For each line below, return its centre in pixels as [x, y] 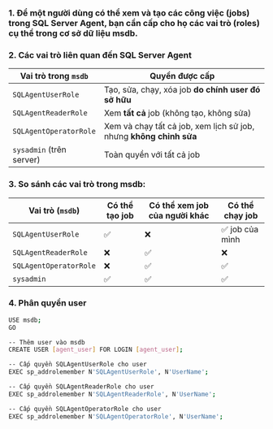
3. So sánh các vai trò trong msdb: [77, 184]
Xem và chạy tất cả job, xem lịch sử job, [180, 127]
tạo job [120, 215]
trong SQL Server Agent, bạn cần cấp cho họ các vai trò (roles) [134, 23]
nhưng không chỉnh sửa [151, 136]
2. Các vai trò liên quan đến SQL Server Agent [100, 54]
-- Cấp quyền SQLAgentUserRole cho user [78, 365]
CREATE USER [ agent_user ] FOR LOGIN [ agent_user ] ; [96, 350]
